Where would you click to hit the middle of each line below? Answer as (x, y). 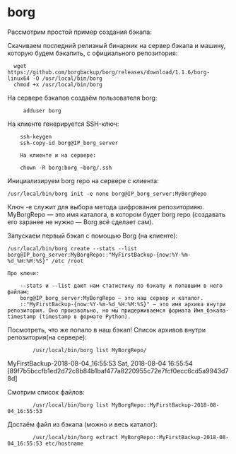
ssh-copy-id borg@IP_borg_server (69, 143)
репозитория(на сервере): (47, 337)
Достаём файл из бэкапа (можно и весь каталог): (82, 424)
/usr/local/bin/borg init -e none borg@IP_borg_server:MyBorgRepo (107, 194)
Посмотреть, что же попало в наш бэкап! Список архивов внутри (107, 330)
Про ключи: (23, 273)
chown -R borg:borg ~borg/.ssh (66, 168)
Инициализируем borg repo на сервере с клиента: (83, 180)
